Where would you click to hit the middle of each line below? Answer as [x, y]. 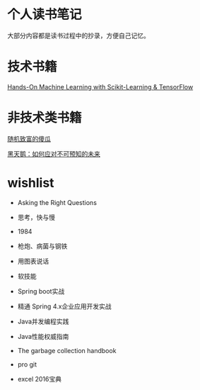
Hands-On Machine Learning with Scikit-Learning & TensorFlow [100, 87]
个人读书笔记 [45, 15]
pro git [27, 364]
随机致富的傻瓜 [29, 138]
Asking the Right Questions [57, 202]
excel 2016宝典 [40, 379]
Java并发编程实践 [43, 321]
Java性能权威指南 [43, 336]
